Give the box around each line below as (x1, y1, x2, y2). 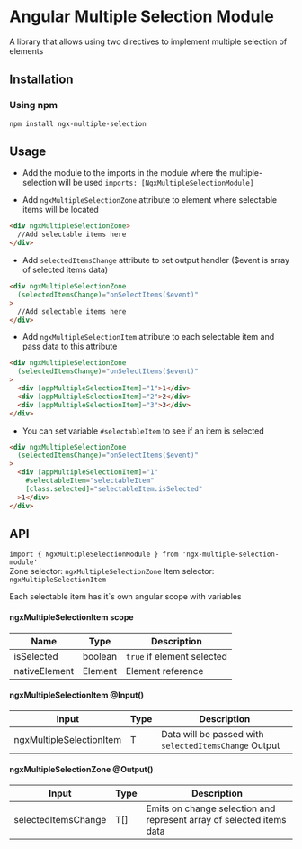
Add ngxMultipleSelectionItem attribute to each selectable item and (22, 332, 275, 342)
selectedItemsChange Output (161, 739, 280, 752)
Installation (9, 72, 74, 87)
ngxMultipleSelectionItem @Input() (9, 689, 145, 700)
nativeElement (13, 664, 75, 677)
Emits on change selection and (146, 802, 276, 815)
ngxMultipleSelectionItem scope (9, 611, 134, 623)
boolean (82, 650, 118, 662)
